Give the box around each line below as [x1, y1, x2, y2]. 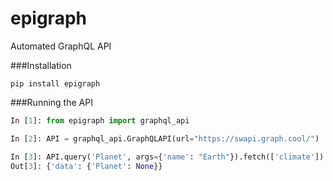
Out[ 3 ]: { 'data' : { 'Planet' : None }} [10, 161, 163, 171]
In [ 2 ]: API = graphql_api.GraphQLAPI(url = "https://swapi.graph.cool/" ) [10, 133, 320, 144]
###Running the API [10, 96, 93, 108]
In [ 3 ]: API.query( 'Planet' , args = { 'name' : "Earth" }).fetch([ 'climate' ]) [10, 152, 325, 162]
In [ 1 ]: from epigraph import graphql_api [10, 115, 190, 126]
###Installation [10, 59, 72, 71]
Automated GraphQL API [10, 40, 112, 52]
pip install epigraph [10, 78, 101, 89]
